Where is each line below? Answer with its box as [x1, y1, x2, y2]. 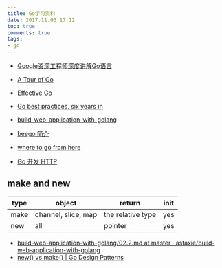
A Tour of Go [16, 76, 54, 83]
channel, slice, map [34, 210, 98, 219]
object [55, 198, 77, 208]
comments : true [7, 29, 51, 36]
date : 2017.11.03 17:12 [7, 16, 76, 23]
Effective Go [16, 89, 53, 97]
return [119, 198, 141, 208]
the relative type [104, 210, 157, 219]
